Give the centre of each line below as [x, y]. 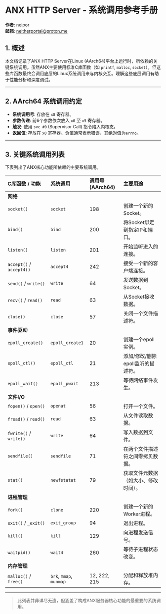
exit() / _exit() [26, 523]
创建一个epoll [139, 340]
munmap [58, 582]
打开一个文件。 [141, 407]
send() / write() [26, 284]
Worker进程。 [139, 514]
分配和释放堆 [138, 575]
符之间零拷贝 [138, 457]
